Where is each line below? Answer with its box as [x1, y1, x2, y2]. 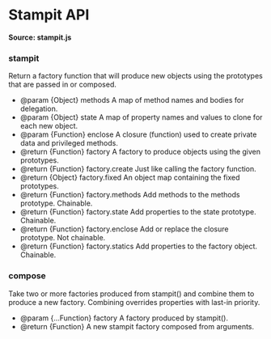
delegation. [19, 104, 58, 114]
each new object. [19, 121, 78, 131]
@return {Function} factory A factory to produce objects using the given [19, 147, 261, 157]
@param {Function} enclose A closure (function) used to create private [19, 129, 257, 139]
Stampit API [8, 6, 90, 24]
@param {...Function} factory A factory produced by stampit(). [19, 313, 229, 323]
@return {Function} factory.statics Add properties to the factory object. [19, 241, 257, 252]
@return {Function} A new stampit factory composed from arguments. [19, 321, 255, 331]
